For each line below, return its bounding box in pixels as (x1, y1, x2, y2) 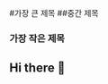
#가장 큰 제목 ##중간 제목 (9, 8, 99, 18)
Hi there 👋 (9, 61, 66, 76)
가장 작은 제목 (9, 32, 66, 45)
